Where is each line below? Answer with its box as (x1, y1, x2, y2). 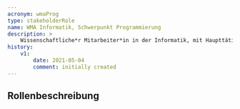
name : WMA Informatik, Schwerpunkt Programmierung (7, 24, 161, 31)
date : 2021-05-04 (33, 57, 84, 64)
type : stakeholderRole (7, 17, 75, 24)
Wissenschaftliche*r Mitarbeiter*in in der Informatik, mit (20, 37, 203, 44)
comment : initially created (33, 63, 116, 71)
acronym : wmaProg (7, 10, 59, 18)
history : (7, 43, 34, 51)
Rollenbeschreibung (7, 90, 100, 102)
